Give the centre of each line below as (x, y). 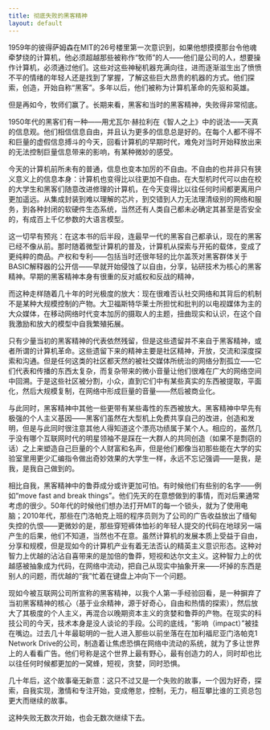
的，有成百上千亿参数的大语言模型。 (68, 219)
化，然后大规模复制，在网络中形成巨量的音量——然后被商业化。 (114, 391)
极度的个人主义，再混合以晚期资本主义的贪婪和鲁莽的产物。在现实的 (142, 613)
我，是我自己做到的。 (43, 468)
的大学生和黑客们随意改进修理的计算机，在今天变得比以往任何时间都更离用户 (135, 189)
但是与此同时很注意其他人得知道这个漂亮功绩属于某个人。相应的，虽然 (138, 428)
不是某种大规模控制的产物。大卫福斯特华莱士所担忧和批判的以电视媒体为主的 (135, 303)
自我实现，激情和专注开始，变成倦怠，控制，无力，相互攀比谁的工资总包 (142, 690)
